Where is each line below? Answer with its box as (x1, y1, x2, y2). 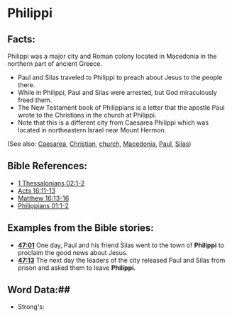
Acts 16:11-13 (17, 186, 55, 195)
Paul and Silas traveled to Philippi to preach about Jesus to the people (17, 73, 223, 81)
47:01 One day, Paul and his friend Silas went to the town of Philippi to (17, 241, 225, 249)
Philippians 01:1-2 (17, 201, 69, 210)
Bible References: (7, 160, 87, 172)
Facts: (7, 33, 35, 45)
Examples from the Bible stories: (7, 222, 154, 234)
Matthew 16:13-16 (17, 193, 70, 203)
